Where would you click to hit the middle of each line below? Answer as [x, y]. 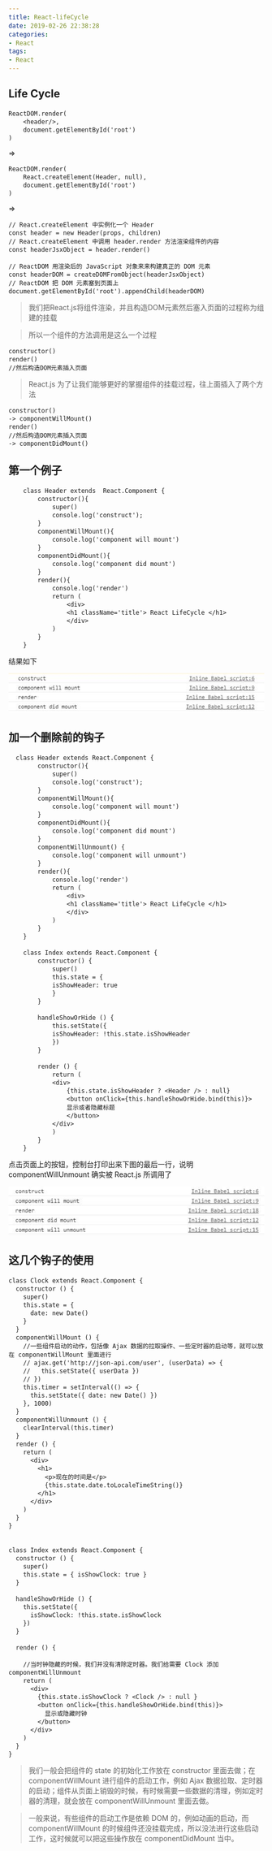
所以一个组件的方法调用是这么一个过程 [92, 335]
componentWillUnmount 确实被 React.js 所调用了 [90, 1174]
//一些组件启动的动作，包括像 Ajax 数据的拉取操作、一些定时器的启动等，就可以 [140, 1346]
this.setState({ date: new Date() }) [94, 1395]
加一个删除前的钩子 [56, 738]
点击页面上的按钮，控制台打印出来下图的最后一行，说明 [101, 1164]
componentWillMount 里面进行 [65, 1355]
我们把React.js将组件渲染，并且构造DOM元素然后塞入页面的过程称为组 [146, 307]
